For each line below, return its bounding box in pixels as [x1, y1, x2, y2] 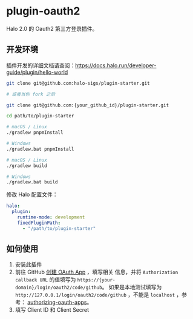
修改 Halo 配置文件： [6, 191, 58, 198]
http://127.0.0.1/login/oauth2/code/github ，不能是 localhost [15, 291, 175, 298]
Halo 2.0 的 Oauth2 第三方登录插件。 [6, 25, 98, 32]
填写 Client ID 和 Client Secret [15, 306, 90, 314]
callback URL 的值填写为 [15, 276, 76, 283]
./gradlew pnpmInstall [6, 130, 64, 136]
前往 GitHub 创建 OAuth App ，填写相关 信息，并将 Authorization [15, 268, 178, 276]
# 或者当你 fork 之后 [6, 91, 56, 97]
